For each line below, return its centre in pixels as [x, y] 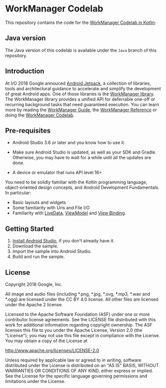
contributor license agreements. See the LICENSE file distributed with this [81, 319]
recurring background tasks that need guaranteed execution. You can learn [82, 104]
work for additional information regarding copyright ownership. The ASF [79, 325]
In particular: [18, 193]
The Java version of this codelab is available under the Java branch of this [81, 50]
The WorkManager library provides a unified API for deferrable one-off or [80, 99]
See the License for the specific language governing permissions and [76, 376]
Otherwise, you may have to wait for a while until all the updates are [82, 158]
